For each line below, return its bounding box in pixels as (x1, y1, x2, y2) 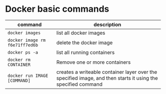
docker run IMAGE (7, 72, 48, 78)
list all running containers (56, 49, 115, 56)
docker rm (7, 57, 31, 62)
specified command (56, 81, 103, 88)
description (93, 21, 122, 28)
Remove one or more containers (56, 59, 131, 66)
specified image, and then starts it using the (56, 74, 158, 81)
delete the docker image (56, 39, 113, 46)
